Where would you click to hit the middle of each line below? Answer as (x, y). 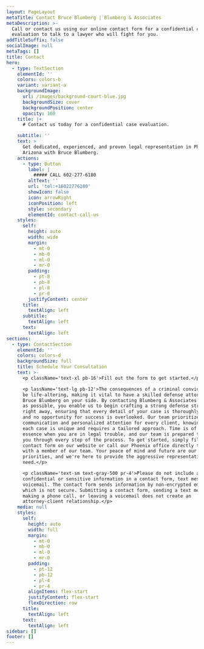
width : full (43, 530)
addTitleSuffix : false (35, 40)
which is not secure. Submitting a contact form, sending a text (107, 490)
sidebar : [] (21, 631)
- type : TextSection (38, 68)
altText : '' (43, 181)
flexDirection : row (53, 603)
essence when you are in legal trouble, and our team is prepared (108, 434)
